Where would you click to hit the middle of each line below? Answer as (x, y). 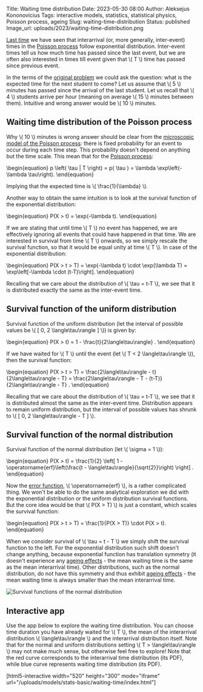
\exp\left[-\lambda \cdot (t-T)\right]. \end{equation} (70, 272)
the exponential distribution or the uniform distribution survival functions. (98, 499)
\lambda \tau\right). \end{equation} (50, 174)
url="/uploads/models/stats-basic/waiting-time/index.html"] (81, 682)
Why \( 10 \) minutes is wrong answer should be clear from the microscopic (100, 136)
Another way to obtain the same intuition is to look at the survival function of (101, 198)
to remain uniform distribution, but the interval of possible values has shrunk (101, 409)
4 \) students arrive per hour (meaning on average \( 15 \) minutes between (100, 97)
